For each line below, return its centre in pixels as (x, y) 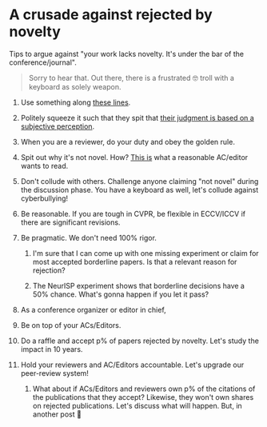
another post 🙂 (57, 414)
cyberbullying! (44, 198)
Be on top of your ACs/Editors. (71, 325)
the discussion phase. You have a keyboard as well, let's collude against (139, 190)
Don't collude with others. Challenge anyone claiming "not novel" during (139, 181)
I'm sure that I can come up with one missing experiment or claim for (145, 253)
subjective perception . (58, 126)
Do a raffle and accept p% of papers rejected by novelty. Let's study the (139, 341)
